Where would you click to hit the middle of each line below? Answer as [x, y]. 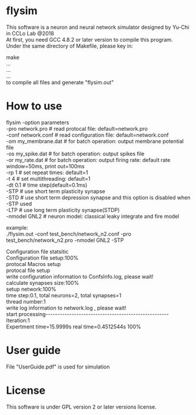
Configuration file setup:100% [42, 258]
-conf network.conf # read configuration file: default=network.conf [87, 135]
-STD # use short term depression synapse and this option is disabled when [98, 197]
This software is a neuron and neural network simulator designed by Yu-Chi [98, 27]
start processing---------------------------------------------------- [87, 314]
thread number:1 [26, 301]
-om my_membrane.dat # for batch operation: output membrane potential [95, 141]
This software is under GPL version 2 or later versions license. [82, 407]
